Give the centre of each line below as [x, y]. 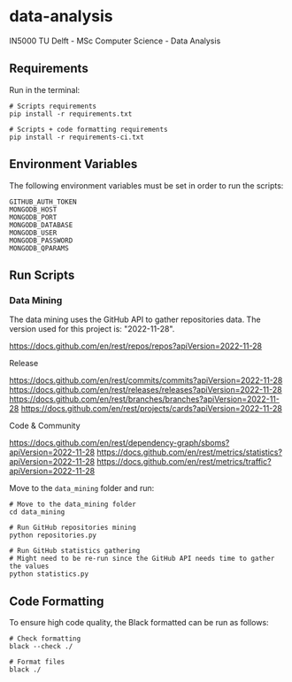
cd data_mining [37, 512]
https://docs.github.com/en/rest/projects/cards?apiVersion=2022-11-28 [152, 409]
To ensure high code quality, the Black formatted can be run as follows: [139, 623]
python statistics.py [49, 574]
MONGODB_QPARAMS [39, 248]
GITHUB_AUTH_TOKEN [43, 202]
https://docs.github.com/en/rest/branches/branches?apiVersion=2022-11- [145, 399]
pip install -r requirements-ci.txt [77, 137]
